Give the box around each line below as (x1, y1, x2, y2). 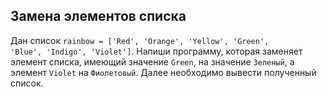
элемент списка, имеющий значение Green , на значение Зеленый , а (10, 55, 295, 68)
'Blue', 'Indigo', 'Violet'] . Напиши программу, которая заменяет (10, 45, 303, 57)
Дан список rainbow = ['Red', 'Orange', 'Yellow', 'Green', (10, 34, 270, 46)
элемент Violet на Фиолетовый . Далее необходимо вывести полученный (10, 66, 317, 78)
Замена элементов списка (10, 8, 187, 25)
